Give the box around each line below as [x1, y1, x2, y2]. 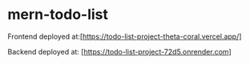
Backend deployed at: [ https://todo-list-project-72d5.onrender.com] [7, 47, 232, 56]
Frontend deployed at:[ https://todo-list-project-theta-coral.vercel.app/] [7, 32, 242, 41]
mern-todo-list [7, 6, 109, 24]
